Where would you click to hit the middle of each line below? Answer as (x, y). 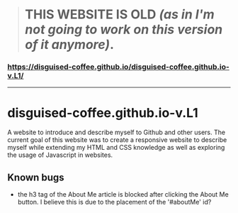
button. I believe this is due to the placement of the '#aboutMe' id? (114, 202)
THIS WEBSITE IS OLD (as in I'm (119, 15)
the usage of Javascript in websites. (60, 155)
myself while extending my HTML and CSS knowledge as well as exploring (116, 148)
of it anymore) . (69, 45)
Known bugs (36, 177)
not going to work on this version (124, 29)
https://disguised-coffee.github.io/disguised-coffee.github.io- (119, 67)
